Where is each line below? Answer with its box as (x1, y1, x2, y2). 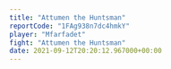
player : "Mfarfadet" (9, 30, 87, 39)
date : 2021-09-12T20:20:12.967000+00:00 (9, 47, 163, 56)
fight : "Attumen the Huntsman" (9, 38, 126, 47)
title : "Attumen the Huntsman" (9, 13, 126, 22)
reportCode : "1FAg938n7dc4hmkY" (9, 22, 130, 30)
